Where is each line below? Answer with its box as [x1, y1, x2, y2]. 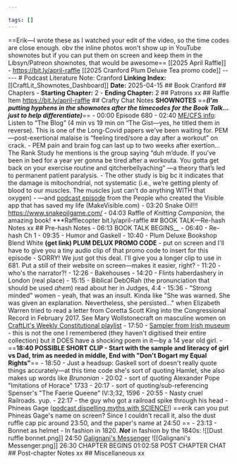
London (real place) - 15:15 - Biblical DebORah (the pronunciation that [8, 276, 210, 285]
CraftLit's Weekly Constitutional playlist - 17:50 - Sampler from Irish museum [8, 321, 230, 329]
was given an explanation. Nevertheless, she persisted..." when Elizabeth [8, 298, 221, 307]
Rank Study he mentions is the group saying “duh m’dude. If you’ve [20, 148, 216, 157]
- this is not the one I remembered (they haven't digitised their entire [8, 328, 207, 337]
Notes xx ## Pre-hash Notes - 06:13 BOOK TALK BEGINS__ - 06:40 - [8, 223, 208, 232]
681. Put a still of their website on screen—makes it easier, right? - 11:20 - [8, 261, 221, 269]
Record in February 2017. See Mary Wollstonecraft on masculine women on [8, 314, 226, 322]
